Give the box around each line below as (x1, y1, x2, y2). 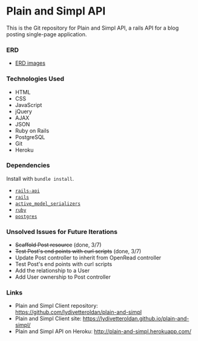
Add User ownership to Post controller (15, 273, 111, 281)
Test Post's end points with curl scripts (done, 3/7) (15, 248, 142, 255)
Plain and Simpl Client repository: (15, 302, 98, 310)
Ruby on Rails (15, 127, 50, 134)
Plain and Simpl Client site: (15, 315, 82, 322)
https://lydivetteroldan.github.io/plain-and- (82, 315, 190, 322)
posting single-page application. (6, 30, 87, 37)
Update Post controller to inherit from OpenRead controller (15, 254, 162, 261)
